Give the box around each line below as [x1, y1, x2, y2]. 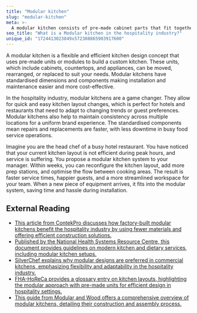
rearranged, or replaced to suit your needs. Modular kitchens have [6, 71, 167, 77]
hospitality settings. [14, 288, 63, 295]
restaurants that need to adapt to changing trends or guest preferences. [6, 107, 180, 114]
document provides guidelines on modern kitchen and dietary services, [14, 244, 188, 251]
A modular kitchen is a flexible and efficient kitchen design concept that [6, 52, 179, 59]
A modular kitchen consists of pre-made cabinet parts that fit [11, 25, 172, 31]
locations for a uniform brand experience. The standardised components [6, 120, 182, 126]
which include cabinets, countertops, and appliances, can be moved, [6, 64, 173, 71]
